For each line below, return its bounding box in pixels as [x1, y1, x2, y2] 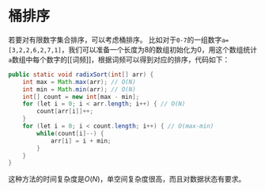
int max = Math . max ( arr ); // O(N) [22, 78, 136, 86]
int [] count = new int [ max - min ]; [22, 93, 140, 101]
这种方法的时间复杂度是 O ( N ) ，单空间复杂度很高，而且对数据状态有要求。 [8, 174, 246, 184]
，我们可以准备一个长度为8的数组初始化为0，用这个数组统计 [61, 44, 257, 54]
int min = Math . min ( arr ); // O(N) [22, 85, 136, 94]
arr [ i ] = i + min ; [50, 136, 112, 145]
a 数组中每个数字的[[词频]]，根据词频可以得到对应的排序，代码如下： [8, 55, 230, 64]
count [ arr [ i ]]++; [36, 108, 93, 116]
